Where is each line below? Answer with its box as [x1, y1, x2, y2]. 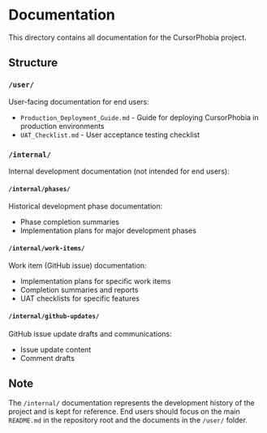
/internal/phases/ [8, 185, 71, 193]
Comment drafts [19, 353, 75, 362]
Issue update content [19, 345, 92, 354]
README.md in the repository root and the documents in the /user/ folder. [8, 415, 248, 425]
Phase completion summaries [19, 217, 120, 227]
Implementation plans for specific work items [19, 277, 171, 286]
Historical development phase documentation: [8, 201, 163, 212]
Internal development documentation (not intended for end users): [8, 166, 230, 176]
